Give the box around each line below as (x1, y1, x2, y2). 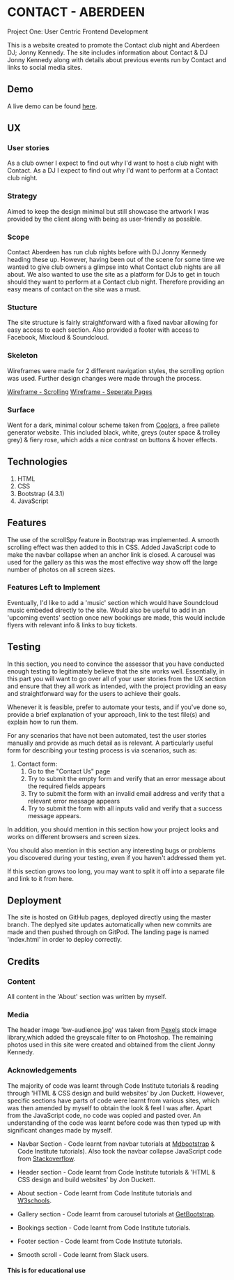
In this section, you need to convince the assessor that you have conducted (7, 660, 224, 668)
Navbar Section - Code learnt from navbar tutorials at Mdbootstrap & (17, 1140, 215, 1148)
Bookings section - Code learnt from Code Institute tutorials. (17, 1223, 191, 1232)
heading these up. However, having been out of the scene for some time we (7, 256, 225, 264)
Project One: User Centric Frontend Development (7, 27, 148, 36)
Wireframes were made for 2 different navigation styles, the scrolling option (7, 366, 224, 374)
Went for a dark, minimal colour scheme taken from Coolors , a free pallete (7, 421, 220, 429)
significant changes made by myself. (7, 1126, 113, 1134)
